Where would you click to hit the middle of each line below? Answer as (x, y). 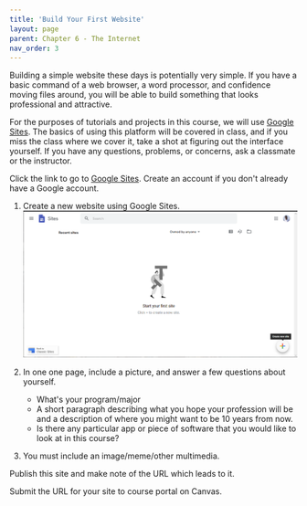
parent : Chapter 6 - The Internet (75, 38)
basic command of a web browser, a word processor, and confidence (140, 85)
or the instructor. (41, 161)
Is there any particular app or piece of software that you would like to (166, 428)
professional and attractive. (61, 104)
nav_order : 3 (34, 48)
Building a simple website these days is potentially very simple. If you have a (153, 75)
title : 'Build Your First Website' (77, 19)
